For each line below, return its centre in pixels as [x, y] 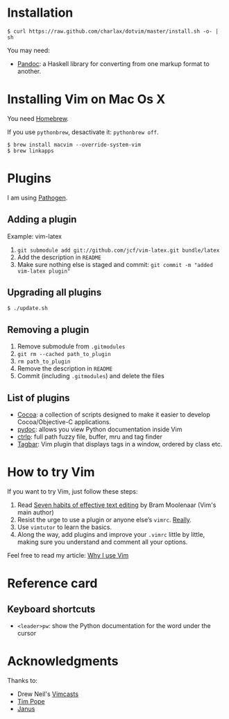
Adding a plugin [42, 219]
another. [29, 71]
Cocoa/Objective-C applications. [64, 422]
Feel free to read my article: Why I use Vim [68, 555]
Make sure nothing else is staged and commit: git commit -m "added [115, 264]
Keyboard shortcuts [51, 609]
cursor [27, 633]
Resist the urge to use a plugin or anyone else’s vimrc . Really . [104, 520]
